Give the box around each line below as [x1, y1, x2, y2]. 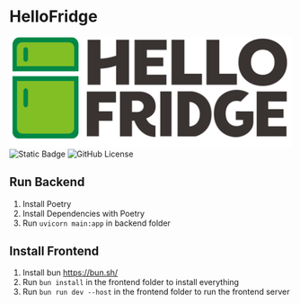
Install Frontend [9, 244, 100, 259]
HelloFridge [9, 6, 98, 27]
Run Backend [9, 174, 85, 190]
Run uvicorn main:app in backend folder [22, 218, 171, 228]
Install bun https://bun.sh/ [22, 267, 119, 278]
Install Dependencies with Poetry [22, 208, 146, 219]
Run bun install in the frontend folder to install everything [22, 277, 240, 288]
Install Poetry [22, 198, 72, 209]
